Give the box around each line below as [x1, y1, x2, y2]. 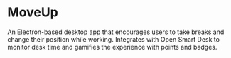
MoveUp [7, 4, 58, 21]
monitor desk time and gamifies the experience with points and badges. [7, 42, 217, 51]
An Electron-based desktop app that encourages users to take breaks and [7, 28, 225, 36]
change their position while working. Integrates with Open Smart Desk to [7, 35, 220, 43]
